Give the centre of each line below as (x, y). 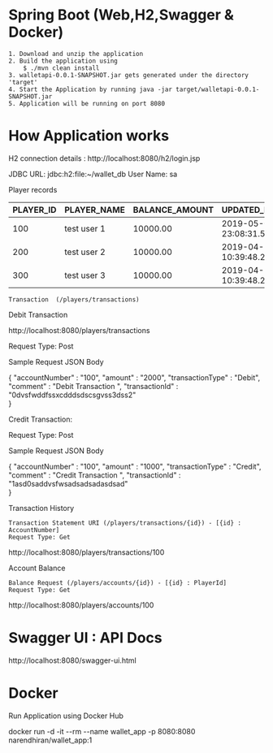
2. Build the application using (63, 61)
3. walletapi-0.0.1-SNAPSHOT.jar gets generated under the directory (129, 75)
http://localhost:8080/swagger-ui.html (72, 660)
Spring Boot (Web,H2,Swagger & (121, 15)
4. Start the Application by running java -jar (91, 89)
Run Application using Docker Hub (66, 716)
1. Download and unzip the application (76, 54)
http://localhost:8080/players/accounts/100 (81, 605)
